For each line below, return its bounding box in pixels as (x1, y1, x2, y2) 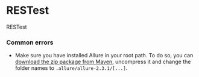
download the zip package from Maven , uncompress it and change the (14, 58, 191, 66)
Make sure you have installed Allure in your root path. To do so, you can (14, 52, 194, 59)
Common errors (6, 38, 54, 47)
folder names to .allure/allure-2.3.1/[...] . (14, 64, 128, 72)
